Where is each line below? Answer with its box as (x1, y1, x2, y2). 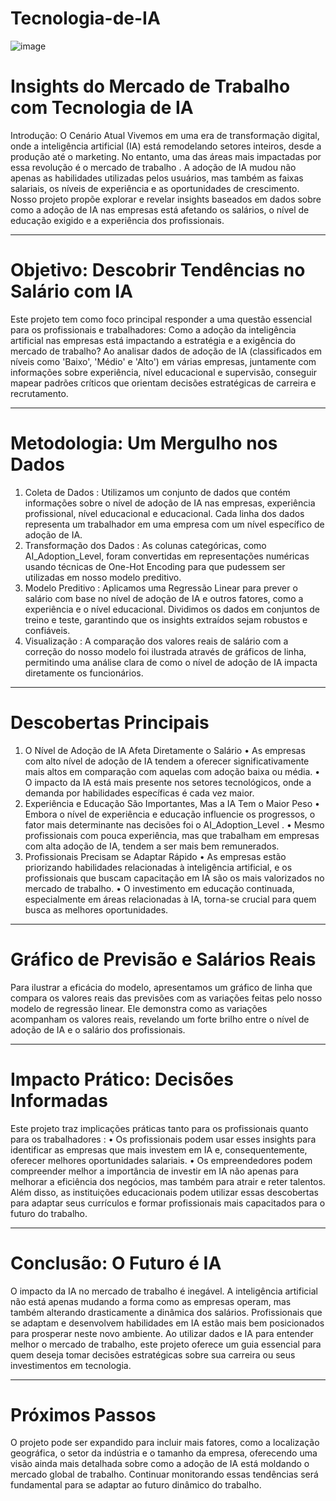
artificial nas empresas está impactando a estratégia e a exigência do (10, 334, 297, 346)
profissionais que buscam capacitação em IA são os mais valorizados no (24, 872, 325, 884)
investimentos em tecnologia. (10, 1359, 132, 1371)
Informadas (10, 1089, 109, 1112)
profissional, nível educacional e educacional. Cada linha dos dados (24, 507, 305, 519)
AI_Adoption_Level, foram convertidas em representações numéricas (24, 550, 310, 562)
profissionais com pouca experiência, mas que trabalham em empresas (24, 829, 320, 841)
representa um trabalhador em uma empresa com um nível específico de (24, 518, 325, 530)
